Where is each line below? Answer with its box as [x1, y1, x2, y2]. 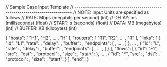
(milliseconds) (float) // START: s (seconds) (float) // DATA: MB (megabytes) [5, 20, 162, 26]
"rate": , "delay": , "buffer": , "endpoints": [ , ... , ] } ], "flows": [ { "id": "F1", [5, 46, 158, 51]
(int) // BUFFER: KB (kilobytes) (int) [5, 25, 77, 31]
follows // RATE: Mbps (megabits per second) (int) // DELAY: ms [5, 15, 137, 20]
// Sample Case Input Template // [5, 4, 74, 10]
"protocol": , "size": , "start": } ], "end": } [5, 56, 89, 62]
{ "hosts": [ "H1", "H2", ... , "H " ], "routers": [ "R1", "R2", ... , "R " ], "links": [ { [5, 35, 161, 41]
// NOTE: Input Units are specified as [73, 9, 149, 15]
